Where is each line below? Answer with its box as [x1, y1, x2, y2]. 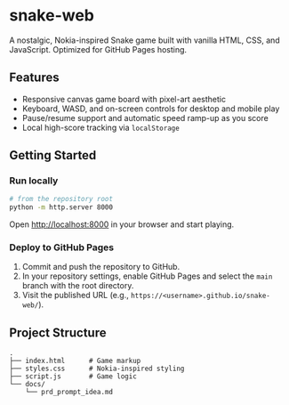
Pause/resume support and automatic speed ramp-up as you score [21, 112, 269, 123]
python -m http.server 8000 [9, 203, 114, 212]
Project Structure [9, 325, 107, 340]
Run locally [9, 174, 59, 187]
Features [9, 70, 60, 85]
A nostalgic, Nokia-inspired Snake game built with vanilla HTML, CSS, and [9, 35, 280, 45]
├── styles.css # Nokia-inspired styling [9, 364, 185, 374]
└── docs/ [9, 380, 46, 389]
